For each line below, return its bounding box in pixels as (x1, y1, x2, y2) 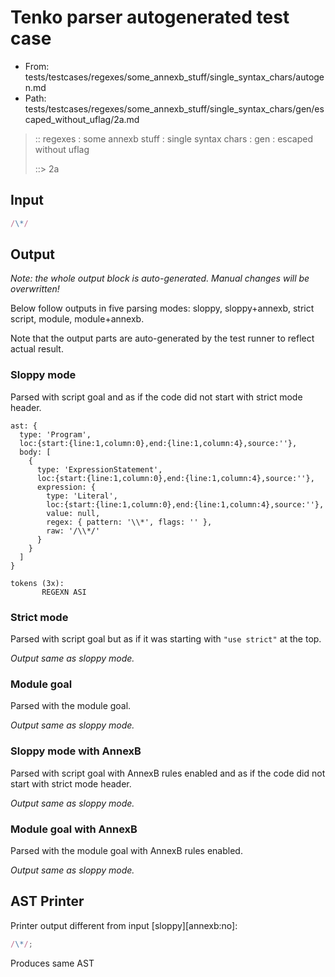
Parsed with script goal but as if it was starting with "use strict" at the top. (10, 633, 322, 645)
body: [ (19, 447, 52, 457)
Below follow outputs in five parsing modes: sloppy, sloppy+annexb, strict (10, 302, 315, 315)
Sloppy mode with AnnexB (10, 744, 142, 758)
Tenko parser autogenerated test (10, 6, 290, 29)
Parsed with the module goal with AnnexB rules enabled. (10, 844, 243, 856)
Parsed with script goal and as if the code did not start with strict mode (10, 391, 303, 403)
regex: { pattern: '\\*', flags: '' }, (46, 517, 213, 527)
